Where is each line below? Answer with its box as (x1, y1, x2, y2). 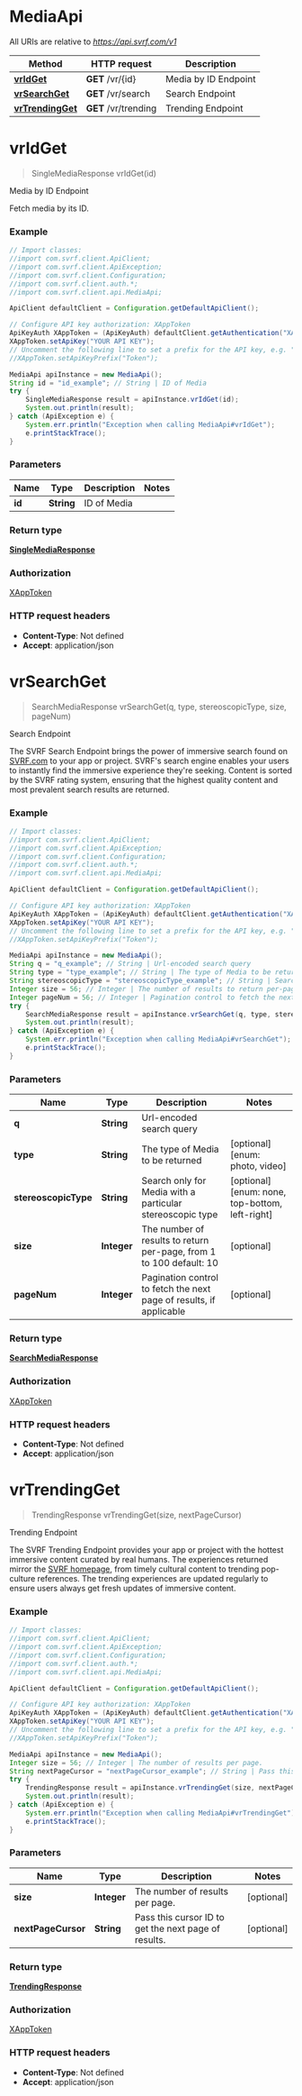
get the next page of (134, 1922, 221, 1935)
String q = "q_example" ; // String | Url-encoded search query (9, 960, 252, 969)
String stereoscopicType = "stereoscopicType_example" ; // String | (9, 976, 271, 986)
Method (28, 57, 63, 69)
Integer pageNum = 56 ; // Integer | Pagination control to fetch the (9, 993, 276, 1002)
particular (141, 1197, 182, 1209)
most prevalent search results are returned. (9, 784, 170, 795)
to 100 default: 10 (141, 1257, 218, 1270)
